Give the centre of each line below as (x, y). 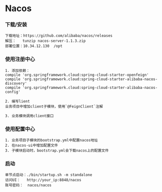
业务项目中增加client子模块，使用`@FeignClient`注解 (54, 106)
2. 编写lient (18, 101)
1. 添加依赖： (18, 70)
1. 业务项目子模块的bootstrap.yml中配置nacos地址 (52, 140)
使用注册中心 (20, 59)
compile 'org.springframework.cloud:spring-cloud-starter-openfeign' (77, 75)
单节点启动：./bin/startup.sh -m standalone (49, 175)
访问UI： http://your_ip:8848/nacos (43, 180)
